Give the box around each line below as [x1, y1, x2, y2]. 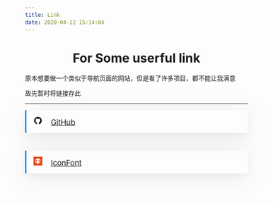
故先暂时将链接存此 [25, 89, 81, 98]
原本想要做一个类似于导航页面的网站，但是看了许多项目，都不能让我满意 [25, 74, 236, 82]
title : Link [25, 11, 60, 18]
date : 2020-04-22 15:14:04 [25, 18, 105, 26]
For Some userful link [72, 50, 201, 66]
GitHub [50, 118, 76, 128]
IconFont [50, 159, 82, 168]
